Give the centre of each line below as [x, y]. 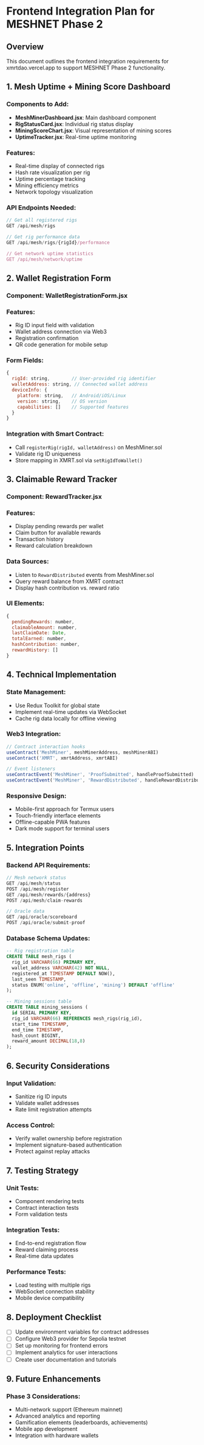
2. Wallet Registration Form [59, 278]
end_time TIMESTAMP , [38, 1030]
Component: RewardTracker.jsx [54, 496]
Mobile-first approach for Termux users [64, 809]
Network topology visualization [54, 192]
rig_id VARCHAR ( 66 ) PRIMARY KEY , [54, 963]
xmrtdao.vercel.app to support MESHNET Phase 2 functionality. [86, 68]
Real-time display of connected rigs [60, 166]
